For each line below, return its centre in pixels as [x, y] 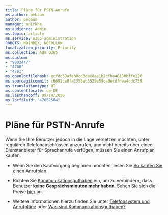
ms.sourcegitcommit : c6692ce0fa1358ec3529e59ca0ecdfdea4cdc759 [74, 81]
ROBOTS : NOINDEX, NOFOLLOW [34, 43]
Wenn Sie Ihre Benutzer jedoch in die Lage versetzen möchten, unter [77, 139]
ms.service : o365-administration [41, 39]
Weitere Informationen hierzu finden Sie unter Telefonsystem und [81, 201]
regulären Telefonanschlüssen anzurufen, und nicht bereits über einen [79, 145]
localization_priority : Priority [41, 48]
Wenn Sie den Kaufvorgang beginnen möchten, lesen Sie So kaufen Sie [88, 166]
